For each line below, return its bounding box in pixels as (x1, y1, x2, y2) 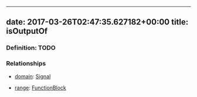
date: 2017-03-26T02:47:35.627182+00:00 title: (6, 17, 189, 27)
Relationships (6, 60, 46, 68)
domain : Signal (14, 72, 51, 79)
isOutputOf (6, 26, 48, 36)
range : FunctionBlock (14, 84, 66, 91)
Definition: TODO (6, 44, 56, 52)
